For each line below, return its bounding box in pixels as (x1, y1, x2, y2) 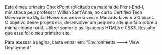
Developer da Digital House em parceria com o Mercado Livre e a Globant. (5, 15, 155, 20)
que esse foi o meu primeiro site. (5, 30, 71, 36)
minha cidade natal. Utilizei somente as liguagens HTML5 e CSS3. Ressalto (5, 25, 156, 31)
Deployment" (5, 45, 32, 50)
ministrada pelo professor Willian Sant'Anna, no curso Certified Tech (5, 9, 143, 15)
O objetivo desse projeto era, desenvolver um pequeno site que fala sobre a (5, 19, 157, 25)
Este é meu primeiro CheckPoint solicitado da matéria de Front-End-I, (5, 4, 144, 10)
